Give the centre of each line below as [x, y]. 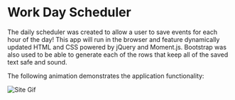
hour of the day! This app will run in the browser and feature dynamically [114, 39]
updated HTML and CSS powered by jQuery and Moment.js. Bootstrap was [117, 47]
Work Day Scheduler [69, 12]
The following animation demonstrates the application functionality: [106, 76]
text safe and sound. [37, 62]
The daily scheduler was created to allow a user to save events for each [113, 32]
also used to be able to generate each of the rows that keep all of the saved [118, 55]
